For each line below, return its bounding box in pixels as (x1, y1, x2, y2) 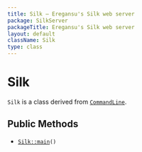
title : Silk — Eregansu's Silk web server (7, 10, 135, 18)
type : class (7, 43, 43, 50)
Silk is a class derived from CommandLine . (7, 97, 127, 106)
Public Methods (7, 118, 79, 130)
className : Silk (7, 37, 55, 44)
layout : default (7, 30, 55, 38)
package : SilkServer (7, 17, 69, 24)
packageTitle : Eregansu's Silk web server (7, 23, 135, 31)
